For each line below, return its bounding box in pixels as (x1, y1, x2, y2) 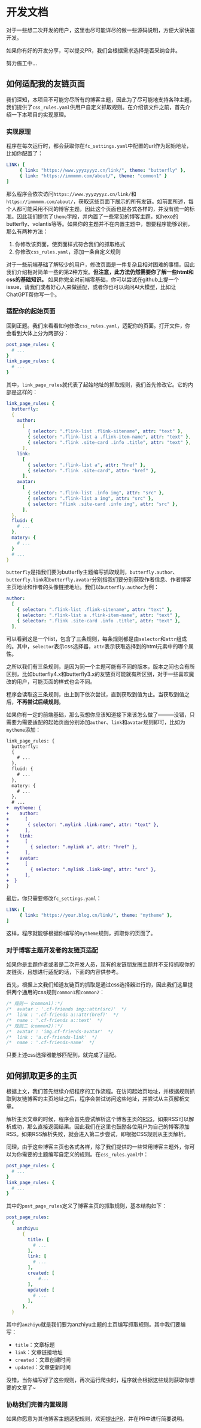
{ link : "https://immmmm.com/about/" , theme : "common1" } (19, 172, 167, 179)
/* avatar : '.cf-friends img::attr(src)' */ (6, 1006, 127, 1012)
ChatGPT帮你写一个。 (6, 291, 60, 298)
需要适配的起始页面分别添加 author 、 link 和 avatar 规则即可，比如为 (22, 719, 185, 726)
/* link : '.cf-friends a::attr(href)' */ (6, 1012, 119, 1018)
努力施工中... (6, 59, 38, 67)
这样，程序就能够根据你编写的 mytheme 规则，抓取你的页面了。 (6, 929, 157, 937)
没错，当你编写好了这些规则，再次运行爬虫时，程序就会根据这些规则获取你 (6, 1376, 190, 1384)
